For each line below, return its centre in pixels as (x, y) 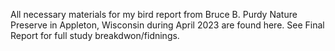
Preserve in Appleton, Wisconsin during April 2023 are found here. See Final (167, 25)
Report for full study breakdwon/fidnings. (95, 35)
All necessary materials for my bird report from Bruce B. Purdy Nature (154, 14)
